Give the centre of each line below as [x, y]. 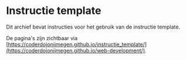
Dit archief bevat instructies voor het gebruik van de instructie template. [93, 27]
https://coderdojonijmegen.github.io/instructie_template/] [77, 44]
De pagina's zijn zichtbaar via [42, 38]
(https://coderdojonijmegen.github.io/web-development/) [76, 50]
